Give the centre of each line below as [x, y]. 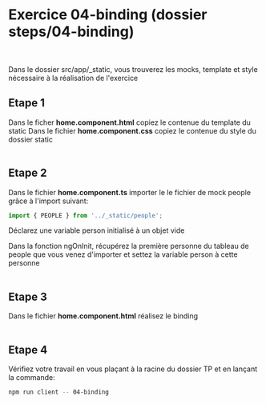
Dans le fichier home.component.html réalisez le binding [103, 316]
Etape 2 [28, 173]
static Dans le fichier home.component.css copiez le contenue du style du [132, 130]
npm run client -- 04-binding [59, 392]
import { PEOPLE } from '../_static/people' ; [85, 215]
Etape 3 [28, 296]
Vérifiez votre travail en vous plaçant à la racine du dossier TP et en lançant [133, 369]
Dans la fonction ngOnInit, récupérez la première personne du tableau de [129, 246]
